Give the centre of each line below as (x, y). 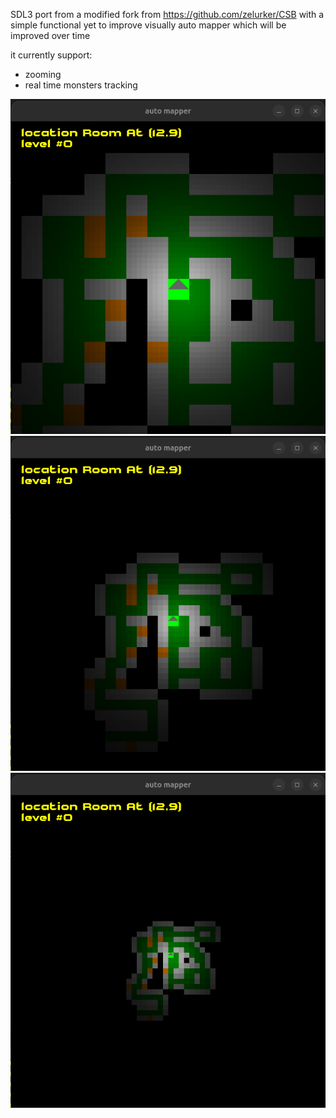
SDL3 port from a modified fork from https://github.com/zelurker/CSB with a (167, 14)
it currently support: (51, 55)
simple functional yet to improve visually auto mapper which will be (148, 25)
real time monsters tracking (81, 85)
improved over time (50, 35)
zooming (43, 74)
